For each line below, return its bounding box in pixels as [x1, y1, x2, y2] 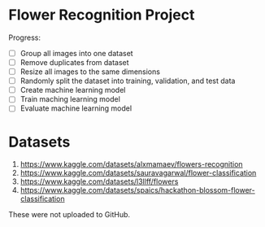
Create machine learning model [20, 85, 126, 95]
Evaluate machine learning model [20, 103, 132, 113]
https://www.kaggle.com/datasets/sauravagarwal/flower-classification [20, 168, 257, 178]
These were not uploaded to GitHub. [8, 210, 131, 220]
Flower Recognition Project [8, 6, 195, 24]
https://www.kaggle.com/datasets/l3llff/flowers [20, 177, 179, 186]
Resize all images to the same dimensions [20, 67, 161, 76]
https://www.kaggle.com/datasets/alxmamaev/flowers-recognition [20, 159, 243, 169]
